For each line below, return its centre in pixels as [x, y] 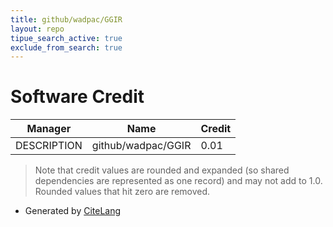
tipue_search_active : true [66, 38]
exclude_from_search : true [66, 47]
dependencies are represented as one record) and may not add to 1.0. [178, 181]
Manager [49, 129]
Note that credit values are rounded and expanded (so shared [162, 170]
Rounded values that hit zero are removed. [122, 192]
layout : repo [37, 29]
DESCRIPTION [49, 146]
